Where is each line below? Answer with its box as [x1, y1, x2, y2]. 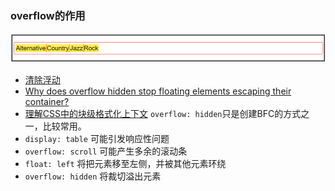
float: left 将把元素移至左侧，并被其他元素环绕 [24, 157, 227, 169]
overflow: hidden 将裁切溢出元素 [24, 170, 162, 182]
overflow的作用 [10, 8, 86, 22]
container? [24, 95, 70, 107]
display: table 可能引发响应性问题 [24, 132, 170, 144]
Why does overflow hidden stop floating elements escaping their [24, 85, 292, 97]
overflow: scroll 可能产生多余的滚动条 [24, 145, 188, 157]
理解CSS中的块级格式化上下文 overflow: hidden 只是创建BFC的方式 [24, 107, 302, 119]
